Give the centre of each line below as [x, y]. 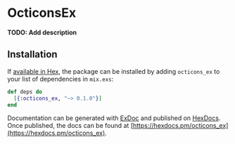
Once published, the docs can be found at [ [70, 126]
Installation [32, 54]
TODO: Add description [42, 32]
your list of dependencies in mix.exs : [61, 79]
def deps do [25, 92]
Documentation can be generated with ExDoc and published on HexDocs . [114, 118]
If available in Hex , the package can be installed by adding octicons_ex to [114, 71]
